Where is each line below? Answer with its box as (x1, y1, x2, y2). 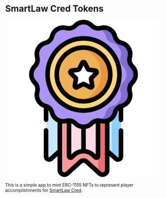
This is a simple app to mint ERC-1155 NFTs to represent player (5, 182, 134, 188)
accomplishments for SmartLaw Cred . (5, 187, 83, 193)
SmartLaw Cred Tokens (5, 3, 104, 14)
